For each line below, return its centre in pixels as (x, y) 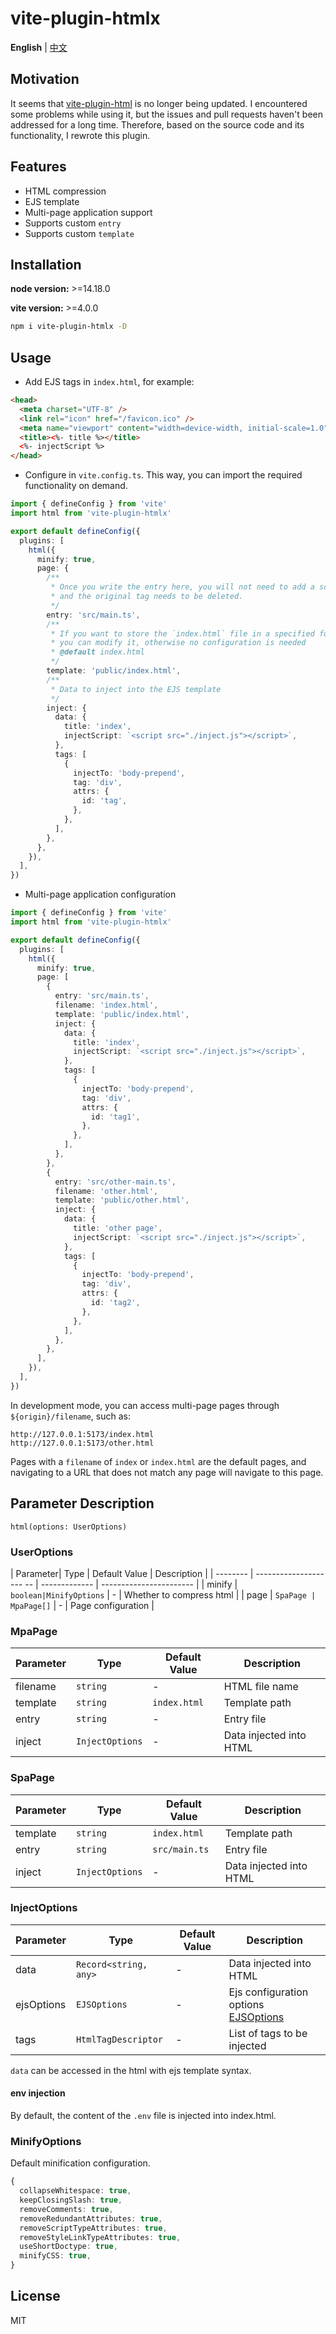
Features (38, 167)
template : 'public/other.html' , (122, 1200)
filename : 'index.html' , (106, 1005)
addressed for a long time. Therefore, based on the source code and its (157, 124)
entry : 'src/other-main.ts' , (115, 1182)
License (35, 2296)
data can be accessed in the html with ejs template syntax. (131, 2070)
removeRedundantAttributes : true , (91, 2218)
